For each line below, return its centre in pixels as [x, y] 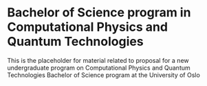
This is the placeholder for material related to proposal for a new [98, 60]
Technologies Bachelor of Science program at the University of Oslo [104, 75]
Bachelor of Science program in [99, 13]
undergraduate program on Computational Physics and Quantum [99, 68]
